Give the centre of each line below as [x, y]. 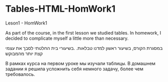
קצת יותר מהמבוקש [24, 53]
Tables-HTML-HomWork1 [60, 9]
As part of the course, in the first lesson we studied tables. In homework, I [83, 33]
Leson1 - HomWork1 [26, 23]
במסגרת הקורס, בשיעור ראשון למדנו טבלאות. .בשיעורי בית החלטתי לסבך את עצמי [84, 48]
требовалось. [20, 74]
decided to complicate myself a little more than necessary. [67, 38]
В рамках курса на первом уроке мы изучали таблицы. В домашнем [80, 63]
